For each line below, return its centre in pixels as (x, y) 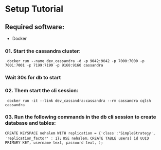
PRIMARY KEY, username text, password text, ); (54, 142)
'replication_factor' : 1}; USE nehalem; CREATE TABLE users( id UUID (77, 138)
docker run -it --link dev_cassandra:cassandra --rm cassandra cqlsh (79, 100)
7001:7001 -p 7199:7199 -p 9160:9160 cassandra (54, 66)
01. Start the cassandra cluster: (43, 51)
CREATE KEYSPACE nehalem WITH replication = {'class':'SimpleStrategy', (80, 133)
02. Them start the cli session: (42, 91)
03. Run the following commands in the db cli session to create (81, 117)
